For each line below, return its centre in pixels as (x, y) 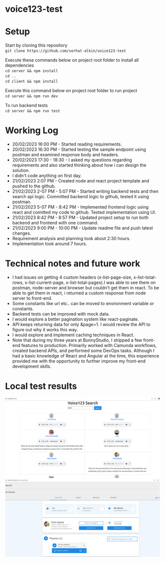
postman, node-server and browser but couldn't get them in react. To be (86, 288)
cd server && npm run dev (31, 96)
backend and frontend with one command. (55, 223)
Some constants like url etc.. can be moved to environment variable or (83, 303)
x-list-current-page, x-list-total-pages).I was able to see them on (90, 282)
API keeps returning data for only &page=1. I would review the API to (81, 324)
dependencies (20, 66)
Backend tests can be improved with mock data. (61, 314)
